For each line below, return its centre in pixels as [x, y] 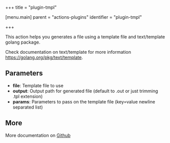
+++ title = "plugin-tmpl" [31, 7]
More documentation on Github [38, 135]
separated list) [28, 107]
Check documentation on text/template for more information [68, 52]
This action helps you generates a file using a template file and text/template [85, 37]
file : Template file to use [38, 85]
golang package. [23, 42]
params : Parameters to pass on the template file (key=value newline [84, 101]
